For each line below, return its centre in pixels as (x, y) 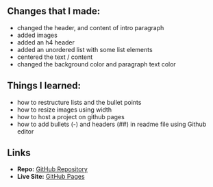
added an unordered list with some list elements (85, 49)
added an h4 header (46, 42)
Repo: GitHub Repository (52, 169)
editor (25, 131)
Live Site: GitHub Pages (51, 177)
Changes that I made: (54, 11)
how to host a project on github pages (71, 116)
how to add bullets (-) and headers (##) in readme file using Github (112, 124)
